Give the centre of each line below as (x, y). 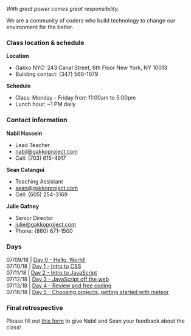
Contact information (37, 120)
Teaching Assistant (39, 181)
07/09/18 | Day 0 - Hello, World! (46, 259)
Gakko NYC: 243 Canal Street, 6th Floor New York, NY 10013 (91, 68)
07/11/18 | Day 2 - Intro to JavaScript (52, 272)
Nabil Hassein (24, 133)
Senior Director (34, 218)
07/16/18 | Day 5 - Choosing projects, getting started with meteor (88, 292)
